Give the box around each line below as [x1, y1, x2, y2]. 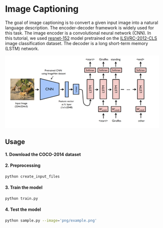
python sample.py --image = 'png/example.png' [5, 218, 97, 223]
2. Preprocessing [5, 162, 41, 168]
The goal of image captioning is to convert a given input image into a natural [5, 20, 159, 25]
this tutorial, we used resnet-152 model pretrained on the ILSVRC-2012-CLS [5, 35, 157, 41]
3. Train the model [5, 184, 43, 190]
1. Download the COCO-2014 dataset [5, 151, 81, 157]
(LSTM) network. [5, 46, 39, 51]
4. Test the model [5, 206, 41, 212]
